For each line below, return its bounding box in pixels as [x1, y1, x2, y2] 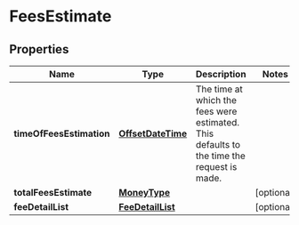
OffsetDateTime [118, 127, 188, 140]
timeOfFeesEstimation [13, 127, 110, 140]
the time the [195, 149, 246, 162]
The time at [195, 83, 243, 95]
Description [195, 68, 246, 80]
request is [195, 161, 238, 173]
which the [195, 94, 238, 106]
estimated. [195, 117, 240, 128]
